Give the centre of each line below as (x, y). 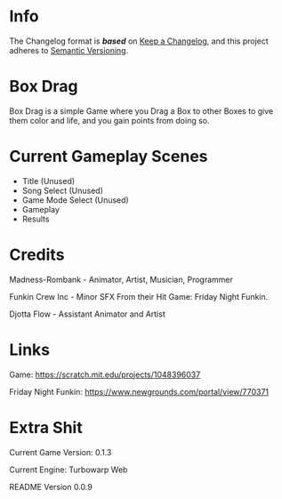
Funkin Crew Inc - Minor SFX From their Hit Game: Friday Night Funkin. (139, 296)
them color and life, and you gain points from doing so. (110, 120)
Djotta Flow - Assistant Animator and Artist (88, 314)
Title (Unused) (48, 181)
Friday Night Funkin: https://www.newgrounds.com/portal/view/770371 (139, 391)
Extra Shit (46, 427)
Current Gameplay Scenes (109, 157)
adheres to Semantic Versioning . (69, 50)
